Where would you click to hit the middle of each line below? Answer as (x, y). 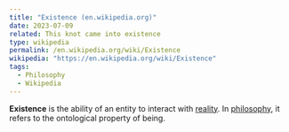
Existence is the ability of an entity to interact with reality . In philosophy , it (144, 108)
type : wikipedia (39, 42)
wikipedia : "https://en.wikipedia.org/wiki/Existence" (113, 58)
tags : (19, 67)
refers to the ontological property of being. (88, 118)
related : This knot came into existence (85, 34)
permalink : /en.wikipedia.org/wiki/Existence (95, 50)
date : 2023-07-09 (41, 26)
